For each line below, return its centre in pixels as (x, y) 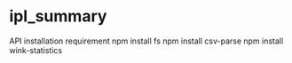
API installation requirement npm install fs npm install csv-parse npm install (146, 41)
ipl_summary (58, 16)
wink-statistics (36, 50)
